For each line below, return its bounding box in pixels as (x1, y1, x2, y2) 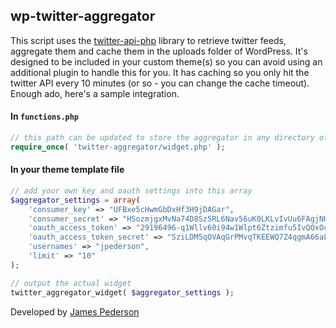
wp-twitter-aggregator (10, 8, 156, 25)
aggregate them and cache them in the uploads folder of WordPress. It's (10, 45, 308, 57)
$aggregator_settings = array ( (10, 195, 141, 205)
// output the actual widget (10, 278, 132, 288)
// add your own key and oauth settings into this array (10, 185, 253, 196)
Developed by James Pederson (10, 305, 140, 318)
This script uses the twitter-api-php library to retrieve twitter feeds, (10, 34, 287, 46)
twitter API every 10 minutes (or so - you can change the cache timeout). (10, 77, 310, 89)
